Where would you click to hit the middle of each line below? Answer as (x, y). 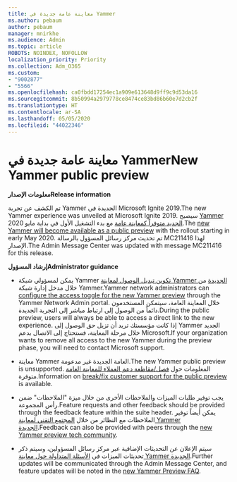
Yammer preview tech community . (68, 435)
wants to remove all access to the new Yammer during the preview (115, 340)
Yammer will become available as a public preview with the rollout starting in (119, 230)
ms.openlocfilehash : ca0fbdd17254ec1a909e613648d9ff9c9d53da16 (103, 92)
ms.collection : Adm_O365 (44, 66)
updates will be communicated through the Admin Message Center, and (123, 464)
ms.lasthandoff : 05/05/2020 (49, 118)
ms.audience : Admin (37, 40)
